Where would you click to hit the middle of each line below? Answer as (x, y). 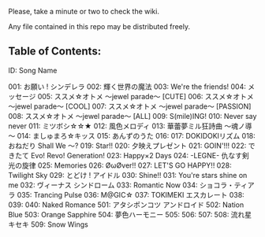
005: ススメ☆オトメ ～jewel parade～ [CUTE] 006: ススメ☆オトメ (146, 96)
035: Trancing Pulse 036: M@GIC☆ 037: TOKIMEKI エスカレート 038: (131, 194)
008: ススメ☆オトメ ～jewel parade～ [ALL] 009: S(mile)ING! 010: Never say (132, 116)
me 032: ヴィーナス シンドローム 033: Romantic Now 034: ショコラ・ (121, 185)
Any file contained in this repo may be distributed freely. (99, 26)
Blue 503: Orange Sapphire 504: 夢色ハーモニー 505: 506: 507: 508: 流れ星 (130, 214)
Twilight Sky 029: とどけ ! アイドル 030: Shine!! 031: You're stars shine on (128, 175)
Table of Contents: (55, 52)
